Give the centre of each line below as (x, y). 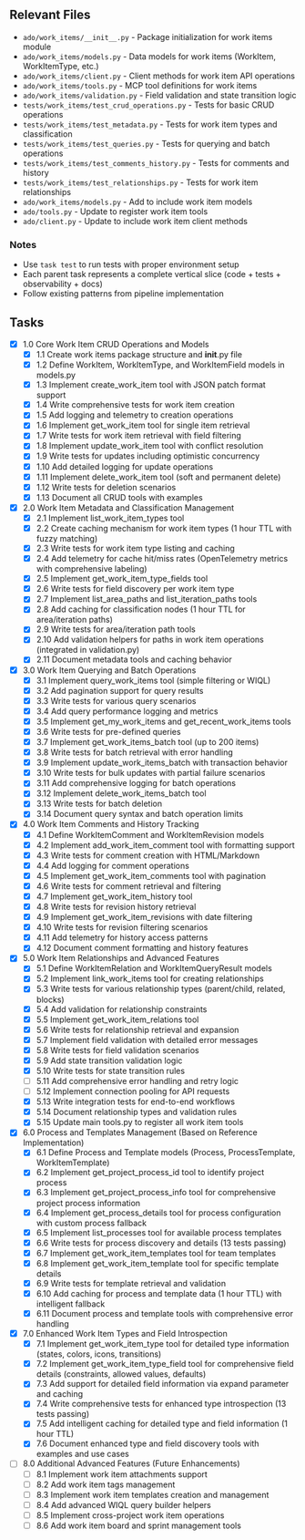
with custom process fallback (91, 1223)
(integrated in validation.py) (88, 650)
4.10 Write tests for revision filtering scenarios (122, 927)
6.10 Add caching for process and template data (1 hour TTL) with (159, 1293)
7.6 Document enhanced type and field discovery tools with (147, 1443)
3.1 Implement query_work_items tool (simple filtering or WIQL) (153, 680)
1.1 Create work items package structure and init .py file (139, 354)
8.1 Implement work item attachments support (122, 1474)
